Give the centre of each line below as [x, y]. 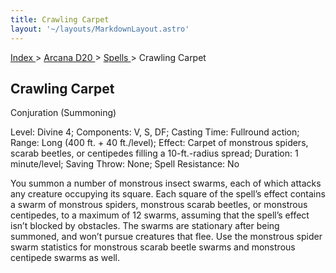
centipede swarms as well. [65, 258]
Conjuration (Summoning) [63, 113]
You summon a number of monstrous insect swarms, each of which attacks [166, 183]
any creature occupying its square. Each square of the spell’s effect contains [168, 194]
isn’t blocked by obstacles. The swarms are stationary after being [145, 226]
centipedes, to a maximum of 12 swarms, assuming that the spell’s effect [160, 215]
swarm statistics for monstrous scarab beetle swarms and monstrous [153, 247]
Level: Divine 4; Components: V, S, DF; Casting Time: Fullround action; [155, 132]
